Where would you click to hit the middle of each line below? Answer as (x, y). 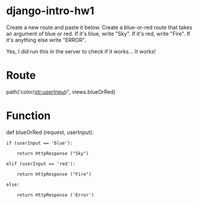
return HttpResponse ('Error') (56, 195)
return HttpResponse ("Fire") (54, 174)
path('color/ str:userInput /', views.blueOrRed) (61, 92)
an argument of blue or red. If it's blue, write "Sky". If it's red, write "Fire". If (98, 33)
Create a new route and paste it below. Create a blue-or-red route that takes (99, 27)
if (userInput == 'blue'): (40, 143)
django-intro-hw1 (50, 11)
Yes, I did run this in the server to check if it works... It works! (81, 51)
